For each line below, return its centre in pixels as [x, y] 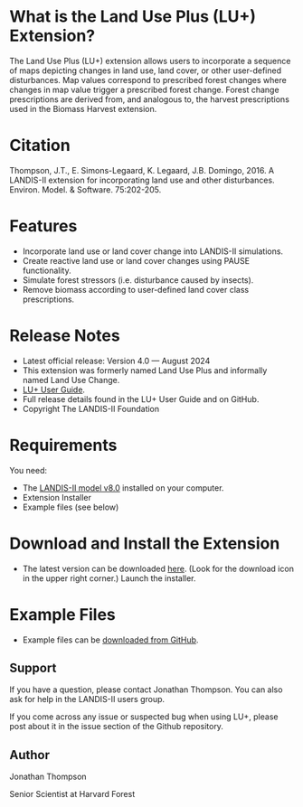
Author [29, 755]
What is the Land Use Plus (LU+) [133, 17]
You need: [28, 470]
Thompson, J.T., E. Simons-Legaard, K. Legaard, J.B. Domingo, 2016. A [142, 170]
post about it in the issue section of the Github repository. [117, 727]
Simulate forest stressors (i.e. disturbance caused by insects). [138, 280]
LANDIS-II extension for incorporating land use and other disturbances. [142, 180]
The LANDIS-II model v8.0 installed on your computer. [123, 488]
